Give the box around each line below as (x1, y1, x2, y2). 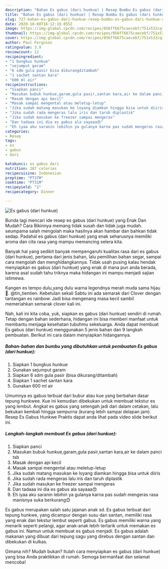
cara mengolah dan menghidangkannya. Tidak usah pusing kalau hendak (5, 259, 156, 265)
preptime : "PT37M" (5, 175, 43, 180)
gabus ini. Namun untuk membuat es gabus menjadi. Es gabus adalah (5, 528, 148, 534)
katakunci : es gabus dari (5, 161, 59, 166)
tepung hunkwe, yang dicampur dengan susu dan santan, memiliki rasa (5, 512, 152, 518)
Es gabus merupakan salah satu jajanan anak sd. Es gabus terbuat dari (5, 506, 151, 513)
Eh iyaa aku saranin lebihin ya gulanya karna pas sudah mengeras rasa (12, 491, 158, 498)
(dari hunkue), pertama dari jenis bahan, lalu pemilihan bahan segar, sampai (5, 253, 161, 259)
